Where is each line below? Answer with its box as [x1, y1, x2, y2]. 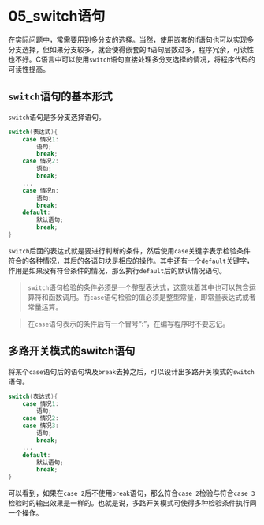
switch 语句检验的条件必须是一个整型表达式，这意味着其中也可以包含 [27, 282, 250, 292]
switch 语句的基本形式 [8, 90, 113, 103]
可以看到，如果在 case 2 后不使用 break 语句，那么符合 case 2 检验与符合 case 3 [8, 489, 255, 498]
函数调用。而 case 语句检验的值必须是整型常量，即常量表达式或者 [48, 292, 256, 302]
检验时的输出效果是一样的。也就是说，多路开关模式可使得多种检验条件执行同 [8, 498, 257, 508]
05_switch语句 [8, 7, 106, 25]
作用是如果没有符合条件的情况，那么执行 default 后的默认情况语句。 [8, 265, 227, 275]
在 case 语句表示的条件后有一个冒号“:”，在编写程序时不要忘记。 [27, 319, 230, 328]
